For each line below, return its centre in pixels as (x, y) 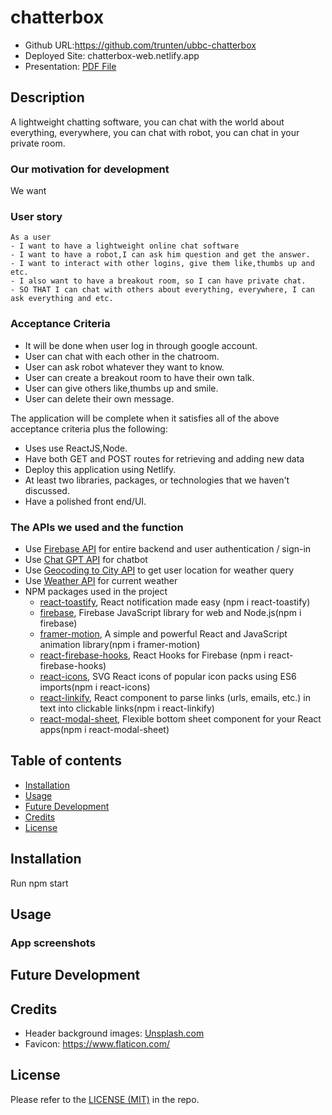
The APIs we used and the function (97, 527)
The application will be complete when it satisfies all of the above (145, 418)
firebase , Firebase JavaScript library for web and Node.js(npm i (170, 612)
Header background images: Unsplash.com (114, 1033)
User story (36, 216)
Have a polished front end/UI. (85, 501)
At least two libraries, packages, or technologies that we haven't (157, 480)
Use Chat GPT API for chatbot (86, 559)
